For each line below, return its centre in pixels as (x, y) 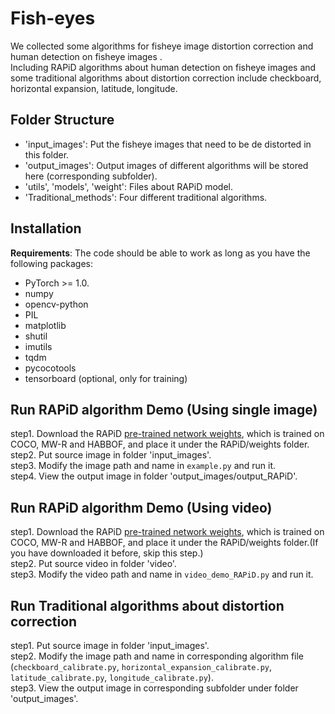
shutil (36, 336)
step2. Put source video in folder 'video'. (93, 564)
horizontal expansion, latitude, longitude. (94, 88)
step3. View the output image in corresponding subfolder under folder (154, 688)
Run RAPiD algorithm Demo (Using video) (141, 507)
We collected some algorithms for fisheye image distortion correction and (162, 46)
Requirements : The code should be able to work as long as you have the (160, 253)
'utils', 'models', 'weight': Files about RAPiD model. (129, 186)
